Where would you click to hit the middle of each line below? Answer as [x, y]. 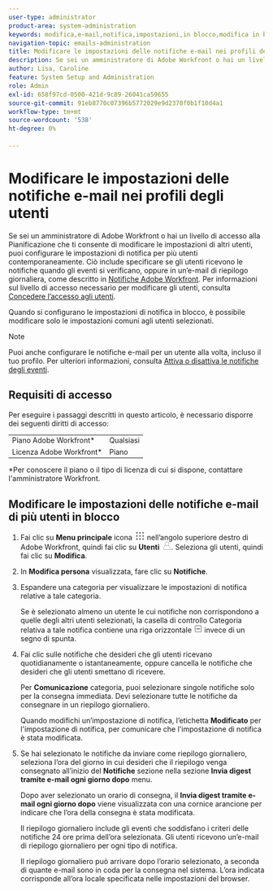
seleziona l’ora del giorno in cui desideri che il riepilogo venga [123, 762]
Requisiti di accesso [60, 395]
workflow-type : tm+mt [45, 111]
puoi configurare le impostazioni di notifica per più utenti [103, 253]
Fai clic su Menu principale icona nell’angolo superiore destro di [134, 537]
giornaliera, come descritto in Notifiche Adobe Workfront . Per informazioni [133, 279]
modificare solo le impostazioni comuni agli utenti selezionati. [111, 321]
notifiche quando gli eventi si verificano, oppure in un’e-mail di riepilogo [128, 270]
